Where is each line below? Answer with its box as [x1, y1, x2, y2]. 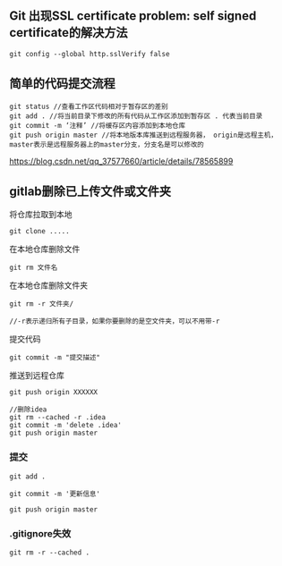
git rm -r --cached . [9, 548, 90, 557]
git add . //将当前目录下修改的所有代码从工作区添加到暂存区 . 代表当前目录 [9, 111, 263, 121]
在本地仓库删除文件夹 [9, 280, 88, 291]
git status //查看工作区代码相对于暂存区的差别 [9, 102, 168, 111]
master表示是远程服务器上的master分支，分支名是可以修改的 [9, 139, 204, 149]
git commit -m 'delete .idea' [9, 421, 123, 430]
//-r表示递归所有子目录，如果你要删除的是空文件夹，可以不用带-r [9, 317, 220, 326]
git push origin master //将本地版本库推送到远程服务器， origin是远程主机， [9, 131, 278, 139]
